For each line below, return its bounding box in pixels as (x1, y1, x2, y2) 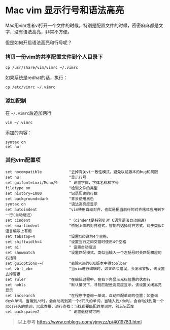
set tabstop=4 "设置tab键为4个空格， (5, 234, 111, 239)
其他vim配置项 (5, 156, 41, 163)
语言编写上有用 (5, 228, 32, 233)
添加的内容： (5, 130, 32, 136)
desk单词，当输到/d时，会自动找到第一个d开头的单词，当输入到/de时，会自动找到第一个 (5, 298, 164, 304)
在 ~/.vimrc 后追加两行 (5, 110, 52, 116)
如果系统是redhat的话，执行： (5, 74, 68, 81)
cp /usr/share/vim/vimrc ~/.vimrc (5, 65, 79, 70)
